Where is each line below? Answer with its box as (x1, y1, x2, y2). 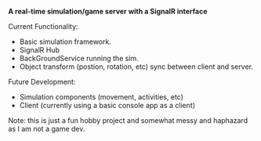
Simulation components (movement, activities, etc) (19, 92, 184, 101)
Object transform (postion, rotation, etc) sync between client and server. (19, 62, 253, 71)
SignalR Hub (19, 45, 60, 54)
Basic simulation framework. (19, 37, 111, 46)
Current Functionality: (8, 22, 78, 31)
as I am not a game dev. (8, 125, 85, 133)
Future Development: (8, 78, 76, 86)
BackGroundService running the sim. (19, 54, 139, 63)
